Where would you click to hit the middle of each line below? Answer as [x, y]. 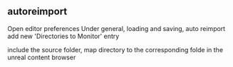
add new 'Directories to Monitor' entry [63, 36]
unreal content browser [42, 57]
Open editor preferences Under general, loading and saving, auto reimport [116, 28]
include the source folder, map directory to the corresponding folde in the [115, 49]
